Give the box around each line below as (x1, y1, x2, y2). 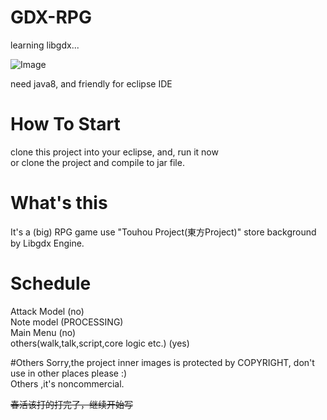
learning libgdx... (10, 39, 80, 51)
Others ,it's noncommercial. (10, 377, 125, 390)
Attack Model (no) (10, 305, 85, 317)
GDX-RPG (10, 6, 92, 29)
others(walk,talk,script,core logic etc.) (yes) (10, 337, 190, 349)
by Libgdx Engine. (10, 237, 85, 249)
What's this (10, 192, 108, 215)
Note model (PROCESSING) (10, 316, 124, 328)
